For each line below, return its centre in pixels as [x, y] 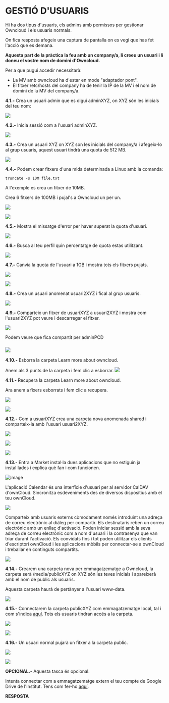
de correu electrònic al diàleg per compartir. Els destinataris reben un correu [85, 523]
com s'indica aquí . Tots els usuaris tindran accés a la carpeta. [69, 614]
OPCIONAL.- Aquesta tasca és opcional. [47, 671]
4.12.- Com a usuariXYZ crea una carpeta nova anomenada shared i [76, 419]
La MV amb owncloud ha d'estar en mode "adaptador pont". [75, 80]
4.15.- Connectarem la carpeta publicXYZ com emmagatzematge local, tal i [83, 609]
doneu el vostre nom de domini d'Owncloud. [53, 60]
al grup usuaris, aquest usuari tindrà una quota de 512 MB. [66, 149]
